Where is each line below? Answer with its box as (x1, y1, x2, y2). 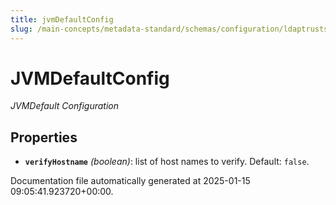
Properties (10, 129, 78, 146)
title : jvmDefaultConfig (10, 14, 114, 25)
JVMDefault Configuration (10, 100, 119, 112)
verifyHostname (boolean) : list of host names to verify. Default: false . (24, 156, 310, 168)
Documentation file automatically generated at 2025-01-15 (10, 175, 251, 187)
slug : (10, 24, 33, 34)
